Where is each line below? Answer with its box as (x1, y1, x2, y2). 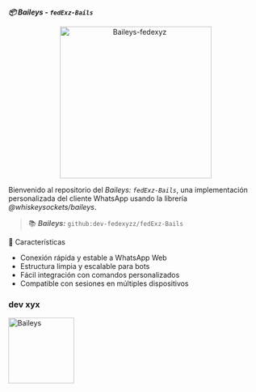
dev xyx (8, 299, 40, 310)
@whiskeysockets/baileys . (8, 202, 97, 211)
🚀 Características (8, 237, 66, 246)
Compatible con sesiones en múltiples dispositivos (19, 279, 189, 288)
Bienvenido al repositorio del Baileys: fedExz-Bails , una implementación (8, 185, 249, 194)
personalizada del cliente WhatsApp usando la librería (8, 194, 188, 203)
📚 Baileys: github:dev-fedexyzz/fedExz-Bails (27, 219, 184, 228)
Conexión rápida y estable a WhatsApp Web (19, 253, 167, 262)
